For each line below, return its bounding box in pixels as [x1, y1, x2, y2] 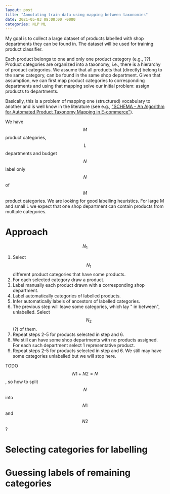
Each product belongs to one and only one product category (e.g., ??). [5, 56, 152, 62]
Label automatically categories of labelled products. [12, 292, 121, 299]
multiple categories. [5, 209, 47, 215]
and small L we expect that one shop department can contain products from [5, 203, 164, 209]
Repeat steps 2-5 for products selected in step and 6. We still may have [12, 348, 162, 354]
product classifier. [5, 46, 43, 52]
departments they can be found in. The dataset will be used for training [5, 41, 154, 47]
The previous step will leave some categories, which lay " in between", [12, 303, 160, 310]
